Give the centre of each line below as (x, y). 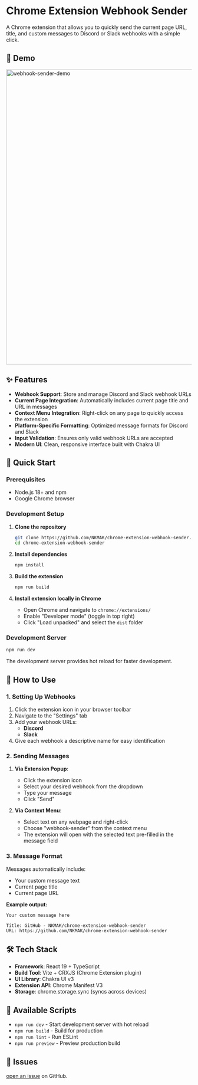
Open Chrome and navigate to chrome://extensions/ (87, 610)
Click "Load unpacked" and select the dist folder (83, 622)
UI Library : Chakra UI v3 (44, 979)
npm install (29, 565)
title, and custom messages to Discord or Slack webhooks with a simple (93, 33)
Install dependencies (41, 554)
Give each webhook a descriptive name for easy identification (90, 740)
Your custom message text (47, 880)
